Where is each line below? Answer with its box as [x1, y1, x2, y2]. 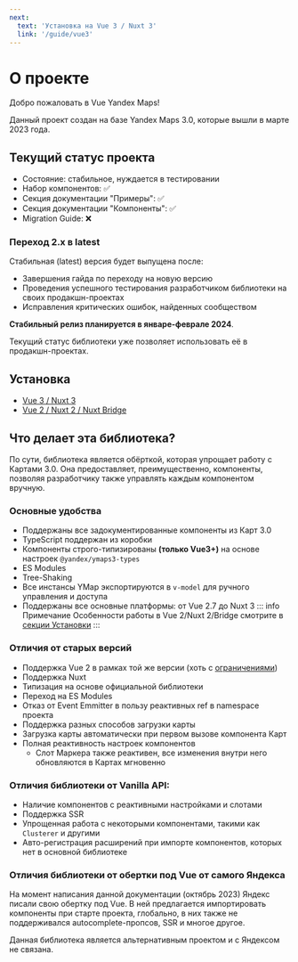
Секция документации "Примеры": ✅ [21, 193, 165, 204]
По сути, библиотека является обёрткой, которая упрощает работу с [9, 454, 273, 465]
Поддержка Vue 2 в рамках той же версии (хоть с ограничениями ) [21, 662, 278, 673]
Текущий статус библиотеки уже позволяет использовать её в [9, 336, 248, 347]
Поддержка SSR [21, 808, 85, 819]
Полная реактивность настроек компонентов [21, 738, 196, 748]
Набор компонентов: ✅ [21, 183, 111, 194]
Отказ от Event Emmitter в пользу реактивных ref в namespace [21, 700, 260, 711]
